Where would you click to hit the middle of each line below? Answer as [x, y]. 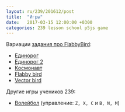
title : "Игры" [25, 17]
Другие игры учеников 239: [41, 92]
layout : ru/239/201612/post [40, 11]
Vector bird [28, 80]
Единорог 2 [29, 62]
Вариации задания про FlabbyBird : [49, 44]
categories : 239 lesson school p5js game [57, 28]
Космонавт [28, 68]
